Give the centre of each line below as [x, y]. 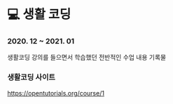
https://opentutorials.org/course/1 [56, 93]
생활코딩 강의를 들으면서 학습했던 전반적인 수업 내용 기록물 [87, 58]
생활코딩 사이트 [32, 77]
